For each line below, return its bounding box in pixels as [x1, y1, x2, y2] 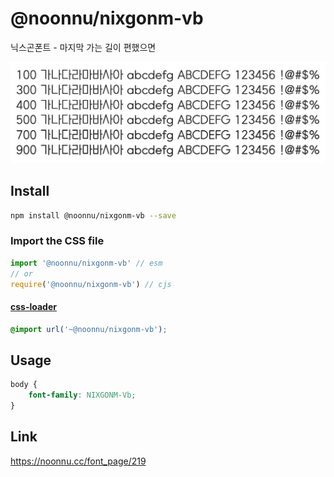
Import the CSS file [10, 234, 105, 248]
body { [10, 380, 38, 390]
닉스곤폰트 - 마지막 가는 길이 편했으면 [10, 41, 157, 53]
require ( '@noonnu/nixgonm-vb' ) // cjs [10, 279, 172, 289]
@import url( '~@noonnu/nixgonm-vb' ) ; [10, 324, 168, 334]
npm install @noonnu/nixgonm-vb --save [10, 210, 177, 221]
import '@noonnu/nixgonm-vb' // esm [10, 258, 163, 268]
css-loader [10, 301, 57, 313]
